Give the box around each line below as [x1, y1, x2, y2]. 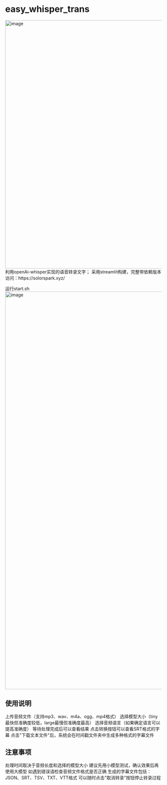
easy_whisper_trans [5, 3, 90, 15]
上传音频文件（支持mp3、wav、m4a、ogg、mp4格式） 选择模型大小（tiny [5, 713, 158, 719]
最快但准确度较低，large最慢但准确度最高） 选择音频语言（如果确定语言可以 [5, 719, 161, 725]
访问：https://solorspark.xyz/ [5, 275, 65, 281]
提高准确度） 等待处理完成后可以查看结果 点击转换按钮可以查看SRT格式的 [5, 726, 156, 732]
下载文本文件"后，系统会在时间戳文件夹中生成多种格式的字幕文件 [21, 732, 154, 738]
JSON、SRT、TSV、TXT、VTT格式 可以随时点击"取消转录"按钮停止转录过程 [5, 775, 161, 781]
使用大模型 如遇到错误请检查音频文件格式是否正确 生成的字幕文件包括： [5, 768, 152, 774]
